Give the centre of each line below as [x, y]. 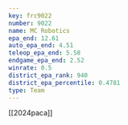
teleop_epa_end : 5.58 [45, 53]
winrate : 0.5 [30, 68]
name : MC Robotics [39, 30]
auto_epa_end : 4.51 [41, 46]
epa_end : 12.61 [34, 38]
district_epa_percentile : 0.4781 [64, 83]
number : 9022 [30, 23]
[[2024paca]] [31, 113]
